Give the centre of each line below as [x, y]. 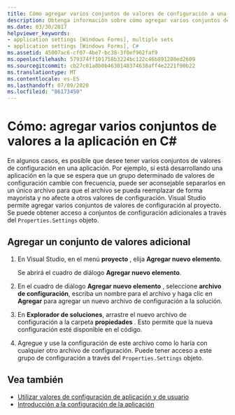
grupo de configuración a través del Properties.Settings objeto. [111, 358]
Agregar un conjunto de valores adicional [99, 242]
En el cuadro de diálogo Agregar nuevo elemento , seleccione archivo [119, 286]
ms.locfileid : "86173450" [45, 92]
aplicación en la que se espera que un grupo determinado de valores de [111, 176]
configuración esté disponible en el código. [80, 329]
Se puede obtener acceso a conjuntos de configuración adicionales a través [117, 213]
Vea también [35, 380]
